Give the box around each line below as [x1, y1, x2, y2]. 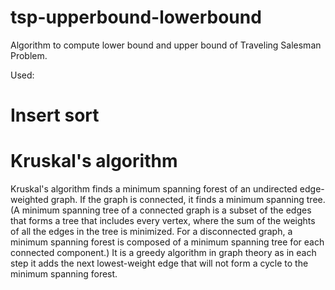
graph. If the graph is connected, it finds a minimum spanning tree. [50, 194, 326, 206]
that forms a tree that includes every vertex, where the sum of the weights [10, 215, 316, 227]
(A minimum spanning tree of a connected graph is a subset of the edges [10, 204, 312, 216]
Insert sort [10, 104, 100, 127]
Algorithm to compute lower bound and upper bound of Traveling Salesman [10, 39, 322, 51]
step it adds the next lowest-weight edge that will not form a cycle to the [10, 257, 309, 270]
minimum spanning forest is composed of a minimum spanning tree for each [10, 236, 325, 248]
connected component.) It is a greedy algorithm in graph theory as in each [10, 247, 317, 259]
